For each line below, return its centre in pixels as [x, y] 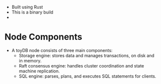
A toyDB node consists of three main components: [62, 50]
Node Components [44, 37]
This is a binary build [32, 12]
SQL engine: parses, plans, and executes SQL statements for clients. [88, 76]
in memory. [30, 61]
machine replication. [39, 71]
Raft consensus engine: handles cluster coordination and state [81, 66]
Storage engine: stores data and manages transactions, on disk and [87, 55]
